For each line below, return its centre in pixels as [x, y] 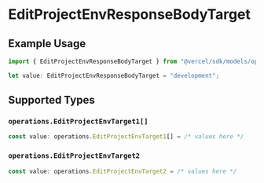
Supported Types [52, 100]
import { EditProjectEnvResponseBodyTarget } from [93, 61]
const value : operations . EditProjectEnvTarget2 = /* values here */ [123, 171]
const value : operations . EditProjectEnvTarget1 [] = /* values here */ [126, 137]
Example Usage [47, 44]
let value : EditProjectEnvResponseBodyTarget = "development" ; [114, 75]
